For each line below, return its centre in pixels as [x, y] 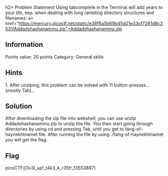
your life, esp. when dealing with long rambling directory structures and [80, 13]
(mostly [13, 90]
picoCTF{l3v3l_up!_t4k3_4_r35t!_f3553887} [51, 168]
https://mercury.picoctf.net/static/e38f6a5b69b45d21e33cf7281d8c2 [91, 23]
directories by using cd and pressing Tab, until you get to [65, 129]
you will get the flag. [27, 140]
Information [24, 45]
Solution [19, 106]
